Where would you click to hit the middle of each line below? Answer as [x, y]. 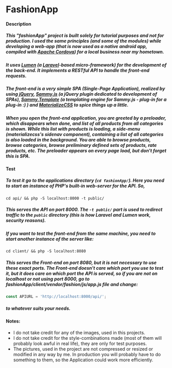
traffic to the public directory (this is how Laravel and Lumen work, [78, 215]
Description [19, 24]
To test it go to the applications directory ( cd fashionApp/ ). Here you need [85, 181]
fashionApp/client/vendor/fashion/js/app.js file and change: [72, 284]
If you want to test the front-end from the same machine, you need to [81, 233]
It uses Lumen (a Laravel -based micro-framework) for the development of [86, 64]
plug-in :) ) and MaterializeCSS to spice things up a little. [67, 105]
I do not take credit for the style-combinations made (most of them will [88, 338]
